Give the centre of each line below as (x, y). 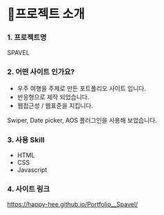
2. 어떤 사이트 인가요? (41, 72)
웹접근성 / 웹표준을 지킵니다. (55, 105)
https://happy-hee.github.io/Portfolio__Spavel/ (73, 205)
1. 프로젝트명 (27, 37)
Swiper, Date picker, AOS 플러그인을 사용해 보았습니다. (82, 120)
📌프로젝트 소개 (46, 14)
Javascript (32, 170)
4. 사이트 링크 (29, 189)
